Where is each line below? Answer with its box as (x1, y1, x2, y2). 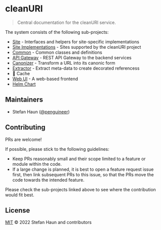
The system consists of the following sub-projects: (5, 29, 109, 35)
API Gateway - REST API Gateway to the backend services (12, 54, 132, 60)
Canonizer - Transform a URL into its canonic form (12, 60, 115, 66)
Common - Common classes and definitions (12, 49, 103, 55)
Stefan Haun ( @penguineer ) (12, 109, 70, 115)
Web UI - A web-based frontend (12, 76, 78, 82)
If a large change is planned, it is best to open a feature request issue (12, 166, 154, 172)
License (5, 206, 30, 215)
